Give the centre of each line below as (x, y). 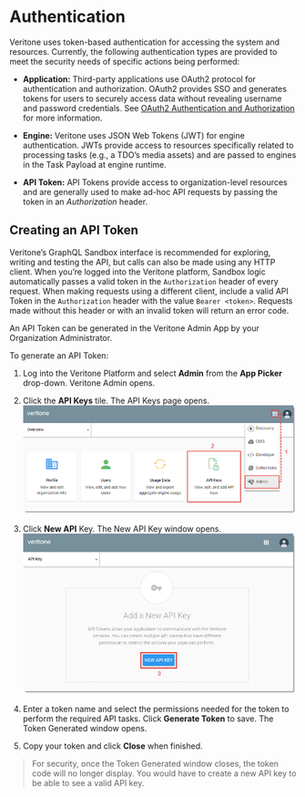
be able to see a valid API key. (88, 783)
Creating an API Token (74, 230)
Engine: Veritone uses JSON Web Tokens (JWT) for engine (134, 135)
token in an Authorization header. (85, 202)
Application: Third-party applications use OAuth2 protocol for (139, 78)
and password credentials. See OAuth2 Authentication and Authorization (159, 108)
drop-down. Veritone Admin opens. (89, 383)
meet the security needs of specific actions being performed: (125, 61)
